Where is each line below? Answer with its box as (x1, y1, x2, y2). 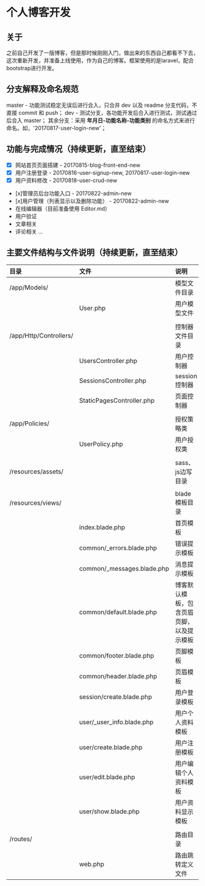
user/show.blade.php (79, 807, 140, 816)
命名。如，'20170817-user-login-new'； (6, 124, 107, 131)
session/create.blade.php (79, 692, 153, 701)
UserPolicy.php (79, 439, 123, 448)
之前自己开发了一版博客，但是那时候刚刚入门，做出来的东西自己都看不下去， (6, 49, 199, 56)
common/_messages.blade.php (79, 564, 170, 573)
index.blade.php (79, 523, 126, 532)
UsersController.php (79, 356, 137, 365)
